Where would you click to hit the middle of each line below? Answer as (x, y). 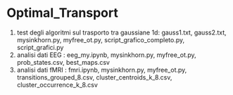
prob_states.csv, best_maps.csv (63, 62)
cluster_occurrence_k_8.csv (57, 84)
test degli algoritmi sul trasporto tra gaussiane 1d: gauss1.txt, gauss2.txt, (121, 32)
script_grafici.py (40, 47)
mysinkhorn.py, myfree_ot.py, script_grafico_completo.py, (101, 39)
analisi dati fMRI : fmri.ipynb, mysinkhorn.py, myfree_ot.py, (102, 70)
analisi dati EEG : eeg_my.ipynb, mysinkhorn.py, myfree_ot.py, (106, 55)
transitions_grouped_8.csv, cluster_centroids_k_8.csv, (94, 77)
